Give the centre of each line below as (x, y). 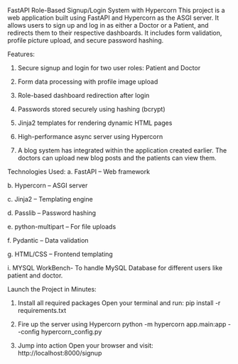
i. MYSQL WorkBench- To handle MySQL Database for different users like (115, 268)
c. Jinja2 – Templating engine (50, 199)
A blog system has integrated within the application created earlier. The (122, 150)
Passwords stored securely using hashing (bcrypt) (91, 109)
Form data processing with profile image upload (88, 82)
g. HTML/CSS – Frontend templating (60, 254)
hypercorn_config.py (71, 332)
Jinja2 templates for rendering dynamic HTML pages (95, 123)
